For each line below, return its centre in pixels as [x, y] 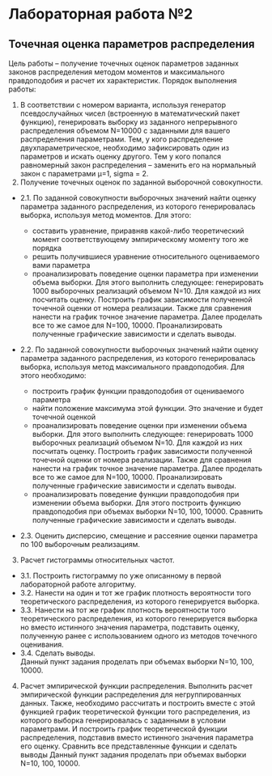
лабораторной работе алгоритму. [78, 584]
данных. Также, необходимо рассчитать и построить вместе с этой [138, 703]
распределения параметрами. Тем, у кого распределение [121, 139]
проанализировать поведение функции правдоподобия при [136, 494]
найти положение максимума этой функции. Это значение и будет [148, 408]
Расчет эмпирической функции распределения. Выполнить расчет [136, 686]
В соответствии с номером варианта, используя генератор [123, 105]
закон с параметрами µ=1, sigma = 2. [84, 174]
